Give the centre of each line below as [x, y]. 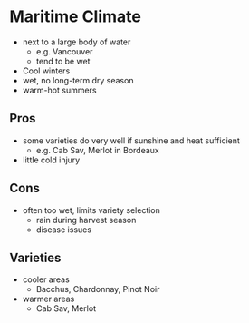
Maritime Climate [76, 17]
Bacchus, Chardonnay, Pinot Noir [98, 289]
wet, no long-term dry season [78, 80]
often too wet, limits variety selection [91, 210]
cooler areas [46, 279]
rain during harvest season [86, 220]
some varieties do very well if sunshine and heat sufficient [131, 140]
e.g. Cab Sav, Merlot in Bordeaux [98, 150]
